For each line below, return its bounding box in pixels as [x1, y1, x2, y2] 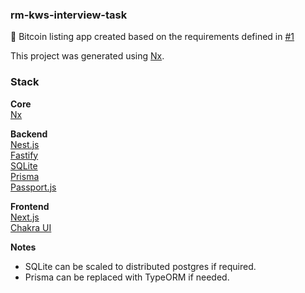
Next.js [10, 211, 40, 223]
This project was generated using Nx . [10, 50, 165, 62]
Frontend [10, 200, 50, 212]
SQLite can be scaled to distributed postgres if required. [24, 260, 257, 272]
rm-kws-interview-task [10, 8, 128, 22]
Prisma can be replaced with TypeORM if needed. [24, 271, 230, 283]
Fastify [10, 149, 39, 161]
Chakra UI [10, 221, 52, 233]
